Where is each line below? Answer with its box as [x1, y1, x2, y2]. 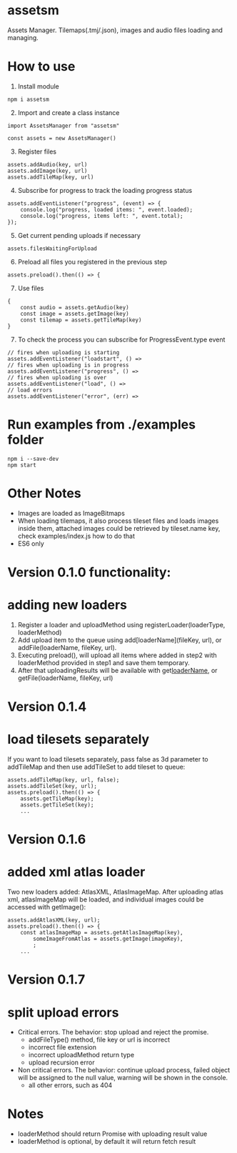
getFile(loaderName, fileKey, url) [17, 674, 114, 682]
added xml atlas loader [7, 864, 146, 880]
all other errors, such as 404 [28, 1081, 113, 1089]
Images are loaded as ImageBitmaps [17, 509, 125, 517]
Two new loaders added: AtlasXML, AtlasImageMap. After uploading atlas [7, 888, 223, 897]
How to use [7, 59, 76, 75]
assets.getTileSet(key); [20, 802, 94, 809]
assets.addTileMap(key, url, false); [7, 777, 120, 784]
